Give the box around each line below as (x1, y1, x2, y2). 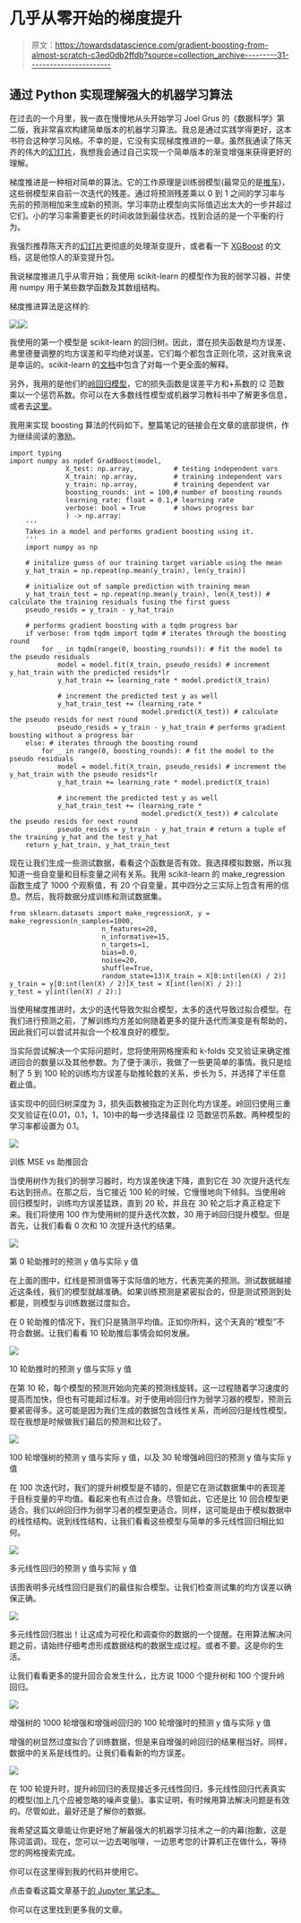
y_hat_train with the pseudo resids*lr (9, 769, 159, 779)
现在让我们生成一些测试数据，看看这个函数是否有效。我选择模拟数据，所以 (9, 857, 284, 868)
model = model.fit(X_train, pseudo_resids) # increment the (56, 762, 287, 771)
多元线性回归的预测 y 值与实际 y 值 (9, 1562, 137, 1573)
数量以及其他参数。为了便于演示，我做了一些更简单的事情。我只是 (39, 1056, 284, 1067)
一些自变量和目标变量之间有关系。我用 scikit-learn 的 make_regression (24, 868, 286, 879)
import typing (9, 449, 63, 458)
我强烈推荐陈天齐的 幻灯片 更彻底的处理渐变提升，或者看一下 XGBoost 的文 (9, 240, 282, 251)
